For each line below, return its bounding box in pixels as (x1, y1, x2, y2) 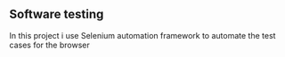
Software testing (9, 7, 104, 22)
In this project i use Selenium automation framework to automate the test (9, 30, 276, 40)
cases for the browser (9, 39, 91, 50)
